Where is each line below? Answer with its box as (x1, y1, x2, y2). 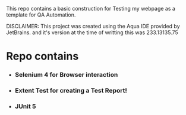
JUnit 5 (14, 102, 36, 110)
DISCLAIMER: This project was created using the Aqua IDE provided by (6, 23, 180, 29)
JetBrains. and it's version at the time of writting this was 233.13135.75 (6, 29, 178, 36)
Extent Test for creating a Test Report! (14, 87, 128, 95)
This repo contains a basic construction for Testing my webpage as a (6, 5, 175, 12)
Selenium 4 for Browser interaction (14, 71, 118, 79)
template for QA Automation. (6, 11, 76, 18)
